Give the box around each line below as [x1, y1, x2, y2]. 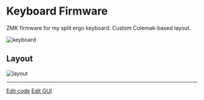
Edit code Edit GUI [6, 87, 52, 95]
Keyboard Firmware [6, 4, 108, 18]
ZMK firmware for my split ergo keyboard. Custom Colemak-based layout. [6, 24, 191, 32]
